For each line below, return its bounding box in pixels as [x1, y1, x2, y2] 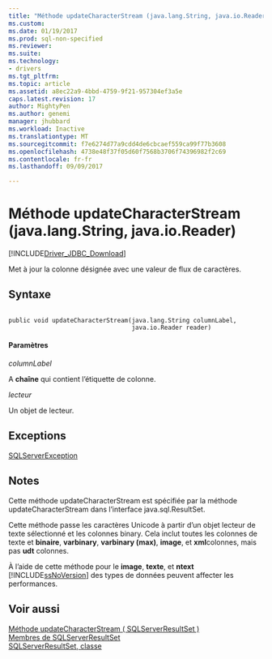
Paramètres [8, 340, 49, 350]
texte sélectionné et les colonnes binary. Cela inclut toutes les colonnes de [8, 528, 257, 538]
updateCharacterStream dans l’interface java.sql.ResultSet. [8, 504, 206, 514]
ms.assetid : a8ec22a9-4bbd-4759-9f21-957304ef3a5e [8, 87, 183, 96]
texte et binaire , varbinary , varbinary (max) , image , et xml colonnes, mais [8, 537, 257, 547]
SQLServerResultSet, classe [8, 641, 103, 651]
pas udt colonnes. [8, 546, 70, 555]
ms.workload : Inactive [8, 125, 85, 133]
